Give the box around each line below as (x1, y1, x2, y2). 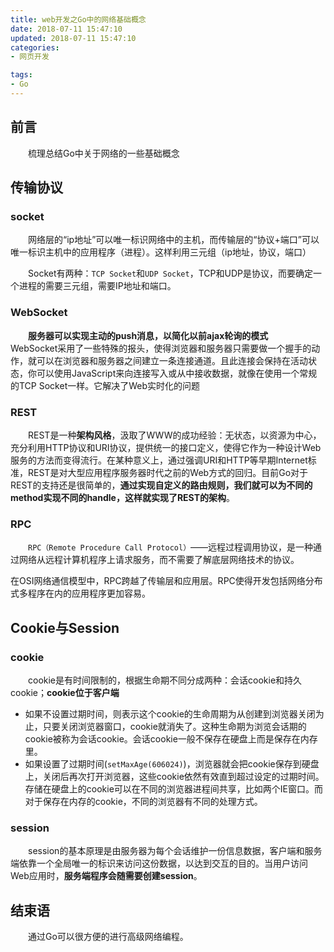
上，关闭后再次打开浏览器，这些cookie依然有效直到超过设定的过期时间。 (24, 770, 325, 782)
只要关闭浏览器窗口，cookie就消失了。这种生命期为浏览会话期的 (42, 720, 307, 732)
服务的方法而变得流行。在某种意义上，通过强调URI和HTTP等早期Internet (10, 454, 308, 466)
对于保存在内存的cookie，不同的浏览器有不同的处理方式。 (24, 795, 263, 807)
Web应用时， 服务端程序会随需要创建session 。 (10, 870, 203, 882)
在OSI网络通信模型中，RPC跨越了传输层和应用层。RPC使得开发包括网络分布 (10, 575, 323, 587)
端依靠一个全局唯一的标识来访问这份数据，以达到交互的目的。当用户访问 (10, 857, 308, 870)
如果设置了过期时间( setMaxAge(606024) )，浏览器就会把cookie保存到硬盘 (24, 757, 320, 770)
